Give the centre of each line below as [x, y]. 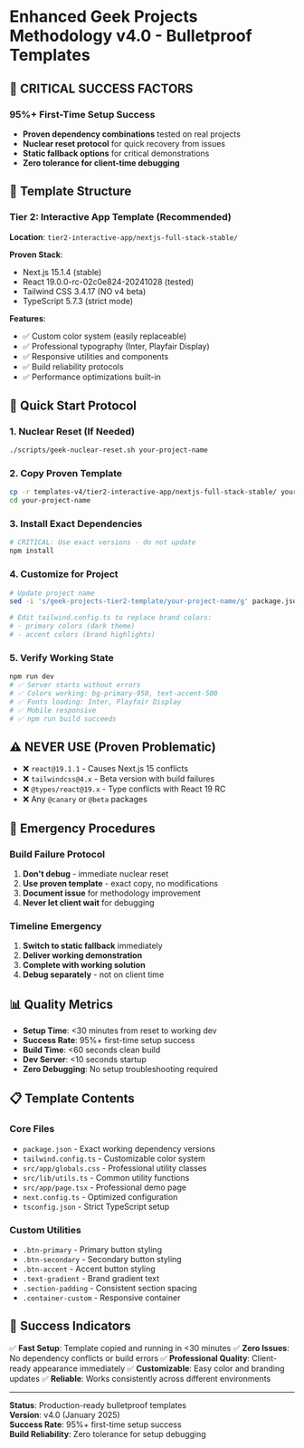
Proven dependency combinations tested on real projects [132, 134]
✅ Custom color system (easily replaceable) [104, 336]
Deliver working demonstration [82, 955]
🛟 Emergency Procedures [82, 828]
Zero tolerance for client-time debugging [101, 163]
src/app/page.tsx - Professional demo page [104, 1187]
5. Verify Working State [62, 657]
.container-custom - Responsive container [101, 1298]
